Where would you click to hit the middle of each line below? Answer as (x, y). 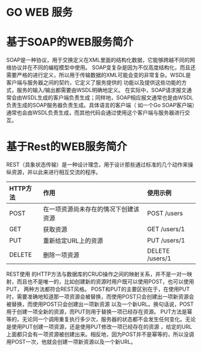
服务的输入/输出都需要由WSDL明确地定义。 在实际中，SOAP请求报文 (102, 90)
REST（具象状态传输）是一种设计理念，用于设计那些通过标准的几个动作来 (97, 165)
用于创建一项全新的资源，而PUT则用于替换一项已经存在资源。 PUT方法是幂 (99, 312)
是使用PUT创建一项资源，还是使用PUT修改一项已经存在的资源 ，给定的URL (99, 327)
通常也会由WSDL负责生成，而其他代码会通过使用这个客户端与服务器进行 (96, 113)
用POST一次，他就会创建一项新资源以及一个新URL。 (71, 342)
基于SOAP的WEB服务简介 (70, 42)
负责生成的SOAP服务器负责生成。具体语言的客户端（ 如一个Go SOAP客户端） (101, 105)
